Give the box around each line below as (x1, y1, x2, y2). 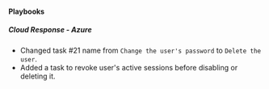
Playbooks (8, 6, 45, 16)
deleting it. (19, 71, 56, 81)
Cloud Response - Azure (8, 25, 92, 35)
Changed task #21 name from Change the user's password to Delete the (19, 45, 262, 55)
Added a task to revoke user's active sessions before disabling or (19, 62, 238, 72)
